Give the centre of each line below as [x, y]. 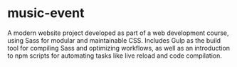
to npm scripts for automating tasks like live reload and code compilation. [115, 56]
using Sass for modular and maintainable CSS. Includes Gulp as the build [114, 40]
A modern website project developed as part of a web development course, [118, 33]
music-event [46, 13]
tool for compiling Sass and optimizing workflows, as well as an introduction [118, 48]
